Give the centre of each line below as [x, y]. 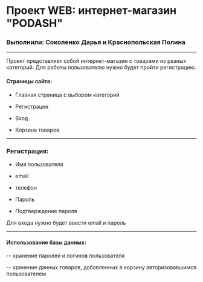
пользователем [26, 274]
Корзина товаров [37, 130]
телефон [26, 187]
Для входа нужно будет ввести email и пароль [66, 223]
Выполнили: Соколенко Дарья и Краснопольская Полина [96, 42]
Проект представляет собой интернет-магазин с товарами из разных [96, 61]
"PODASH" [35, 23]
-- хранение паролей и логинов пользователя [66, 256]
